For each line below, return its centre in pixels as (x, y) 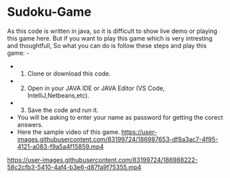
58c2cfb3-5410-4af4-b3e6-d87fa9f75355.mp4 (74, 167)
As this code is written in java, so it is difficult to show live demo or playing (112, 31)
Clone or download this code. (69, 74)
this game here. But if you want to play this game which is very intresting (110, 38)
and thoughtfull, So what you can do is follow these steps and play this (107, 45)
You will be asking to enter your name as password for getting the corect (120, 117)
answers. (30, 124)
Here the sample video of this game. (68, 132)
